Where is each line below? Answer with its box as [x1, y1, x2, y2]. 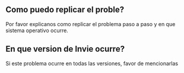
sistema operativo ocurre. [5, 27, 69, 34]
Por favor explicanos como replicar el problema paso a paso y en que [5, 20, 176, 27]
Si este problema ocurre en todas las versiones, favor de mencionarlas [5, 59, 179, 67]
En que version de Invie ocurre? [5, 44, 125, 54]
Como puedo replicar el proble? [5, 5, 125, 15]
